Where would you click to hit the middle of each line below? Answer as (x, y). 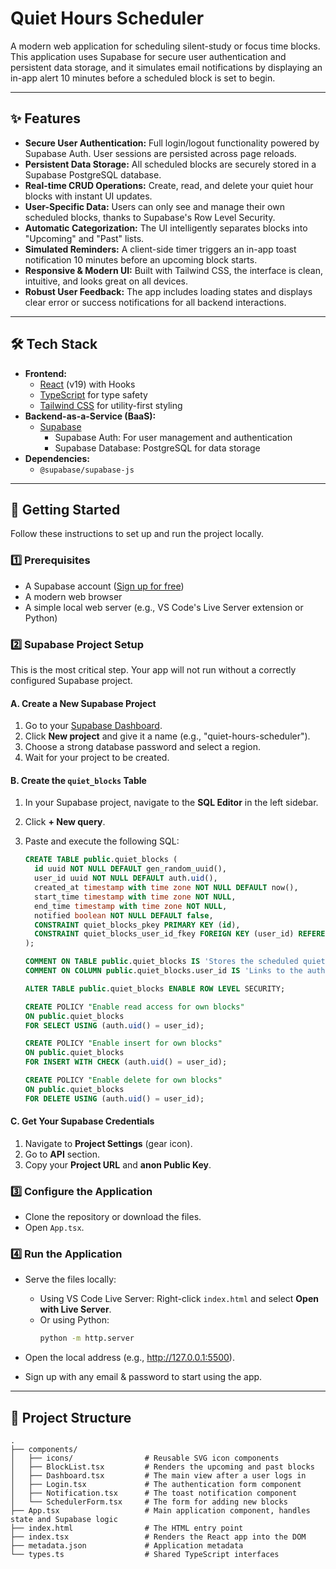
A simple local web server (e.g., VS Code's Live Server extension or (164, 607)
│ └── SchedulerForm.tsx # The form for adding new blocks (149, 1502)
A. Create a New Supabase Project (83, 703)
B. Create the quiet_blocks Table (78, 780)
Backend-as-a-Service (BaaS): (90, 416)
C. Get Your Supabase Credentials (82, 1121)
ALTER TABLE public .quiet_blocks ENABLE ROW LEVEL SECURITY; (155, 988)
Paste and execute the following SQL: (102, 841)
